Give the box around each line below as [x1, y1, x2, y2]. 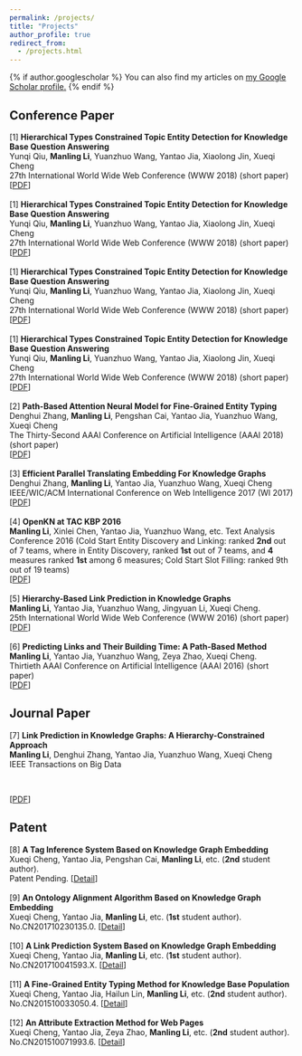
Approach [9, 739, 48, 750]
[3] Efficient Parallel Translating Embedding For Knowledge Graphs [9, 468, 267, 479]
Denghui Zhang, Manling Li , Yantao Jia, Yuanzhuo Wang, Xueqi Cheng [9, 477, 273, 489]
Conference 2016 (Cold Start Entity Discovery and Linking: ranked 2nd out [9, 535, 287, 546]
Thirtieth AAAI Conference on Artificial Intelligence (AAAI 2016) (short [9, 660, 269, 671]
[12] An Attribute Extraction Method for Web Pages [9, 1017, 204, 1028]
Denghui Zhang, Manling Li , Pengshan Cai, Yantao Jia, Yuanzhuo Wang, [9, 410, 278, 421]
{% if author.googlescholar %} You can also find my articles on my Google [9, 71, 287, 82]
